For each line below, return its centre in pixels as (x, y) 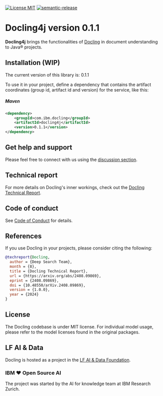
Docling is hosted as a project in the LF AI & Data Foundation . (68, 359)
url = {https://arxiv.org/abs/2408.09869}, (55, 276)
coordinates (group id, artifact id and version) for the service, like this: (77, 89)
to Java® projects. (24, 47)
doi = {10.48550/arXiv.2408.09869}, (48, 285)
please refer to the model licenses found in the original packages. (73, 332)
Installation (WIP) (33, 63)
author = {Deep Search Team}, (41, 262)
